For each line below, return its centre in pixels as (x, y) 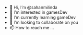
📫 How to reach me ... (32, 28)
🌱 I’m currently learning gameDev (42, 17)
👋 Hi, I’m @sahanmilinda (33, 7)
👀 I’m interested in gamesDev (38, 12)
